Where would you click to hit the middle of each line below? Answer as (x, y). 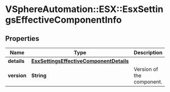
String (39, 75)
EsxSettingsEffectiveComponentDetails (80, 61)
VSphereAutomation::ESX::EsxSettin (84, 9)
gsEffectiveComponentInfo (63, 20)
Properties (22, 38)
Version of (146, 69)
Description (148, 53)
